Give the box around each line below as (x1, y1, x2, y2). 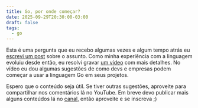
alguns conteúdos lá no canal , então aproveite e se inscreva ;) (6, 95, 157, 103)
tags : (6, 25, 20, 31)
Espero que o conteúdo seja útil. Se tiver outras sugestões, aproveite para (6, 83, 186, 90)
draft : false (6, 19, 38, 25)
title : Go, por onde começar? (6, 8, 81, 15)
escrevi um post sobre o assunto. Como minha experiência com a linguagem (6, 53, 193, 60)
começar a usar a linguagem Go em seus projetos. (6, 72, 129, 79)
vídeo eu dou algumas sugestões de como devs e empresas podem (6, 65, 171, 72)
